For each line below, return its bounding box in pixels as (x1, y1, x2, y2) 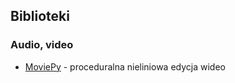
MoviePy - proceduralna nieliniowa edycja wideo (24, 60, 226, 73)
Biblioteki (10, 8, 70, 25)
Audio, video (10, 38, 74, 52)
